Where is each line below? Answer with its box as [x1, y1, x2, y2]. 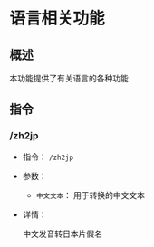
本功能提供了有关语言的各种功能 [9, 73, 129, 83]
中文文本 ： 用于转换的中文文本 [35, 189, 146, 200]
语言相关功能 [9, 8, 106, 29]
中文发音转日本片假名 [22, 228, 102, 239]
